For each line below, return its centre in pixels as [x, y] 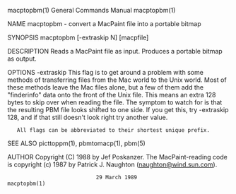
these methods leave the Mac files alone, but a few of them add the [105, 87]
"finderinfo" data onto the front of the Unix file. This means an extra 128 [112, 95]
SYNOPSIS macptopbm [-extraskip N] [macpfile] [78, 37]
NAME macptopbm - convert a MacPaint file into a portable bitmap [104, 24]
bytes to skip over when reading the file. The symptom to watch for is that [115, 102]
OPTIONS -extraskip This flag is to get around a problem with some [105, 72]
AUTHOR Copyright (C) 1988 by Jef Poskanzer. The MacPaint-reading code [117, 157]
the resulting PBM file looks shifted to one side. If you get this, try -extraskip [118, 110]
